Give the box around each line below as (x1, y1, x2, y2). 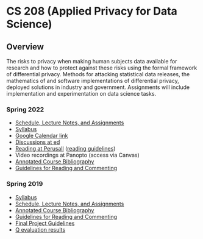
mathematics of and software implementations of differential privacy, (6, 77, 180, 84)
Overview (6, 41, 45, 52)
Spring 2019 (6, 180, 43, 188)
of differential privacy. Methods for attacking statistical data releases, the (6, 71, 190, 77)
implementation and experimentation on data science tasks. (6, 90, 157, 97)
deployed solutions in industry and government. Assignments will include (6, 84, 190, 91)
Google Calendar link (15, 132, 68, 140)
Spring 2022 (6, 105, 45, 113)
